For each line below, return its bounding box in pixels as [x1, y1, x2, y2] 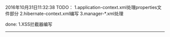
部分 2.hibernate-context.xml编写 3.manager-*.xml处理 [9, 10, 124, 16]
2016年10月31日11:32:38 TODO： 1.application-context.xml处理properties [5, 4, 157, 10]
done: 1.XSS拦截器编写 [5, 21, 53, 27]
